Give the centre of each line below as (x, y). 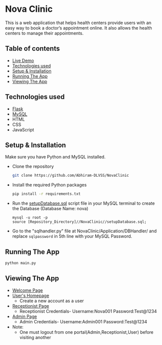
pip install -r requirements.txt (46, 194)
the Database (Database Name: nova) (50, 209)
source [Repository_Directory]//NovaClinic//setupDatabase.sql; (79, 222)
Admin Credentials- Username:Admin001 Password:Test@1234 (83, 321)
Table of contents (32, 48)
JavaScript (23, 129)
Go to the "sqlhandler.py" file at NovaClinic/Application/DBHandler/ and (84, 231)
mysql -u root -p (30, 218)
